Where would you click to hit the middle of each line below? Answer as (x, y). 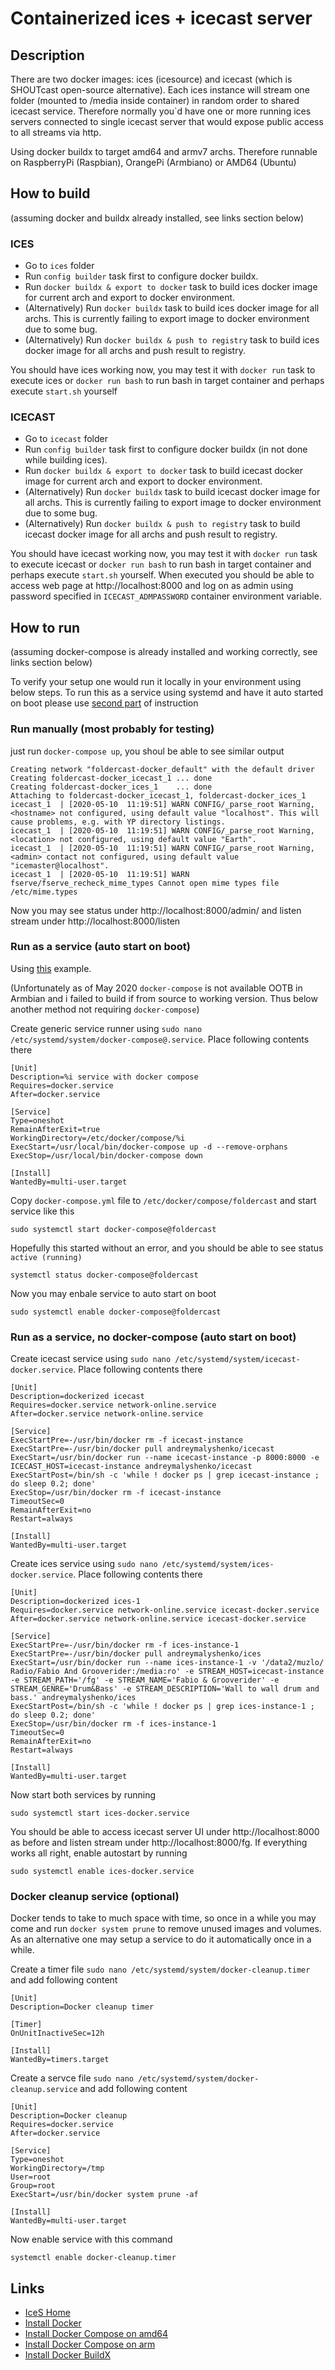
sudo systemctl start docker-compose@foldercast (113, 1229)
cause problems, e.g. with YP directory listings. (118, 822)
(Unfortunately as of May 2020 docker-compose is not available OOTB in (156, 988)
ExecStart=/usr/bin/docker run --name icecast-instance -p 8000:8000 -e (165, 1458)
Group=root (33, 2186)
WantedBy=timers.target (60, 2060)
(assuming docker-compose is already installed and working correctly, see (164, 652)
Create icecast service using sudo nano (91, 1359)
